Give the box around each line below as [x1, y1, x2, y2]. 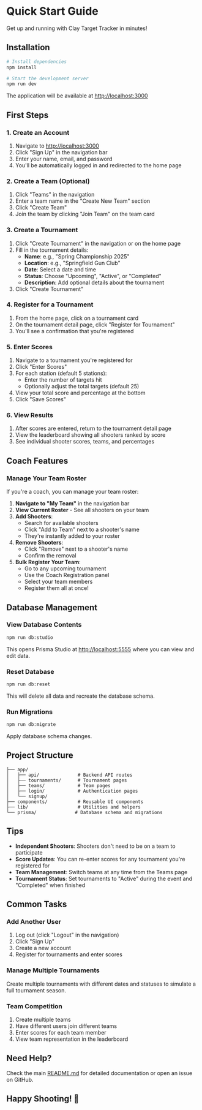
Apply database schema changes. [6, 733, 92, 740]
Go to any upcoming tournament [24, 565, 107, 572]
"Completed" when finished [15, 881, 86, 889]
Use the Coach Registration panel [24, 572, 110, 579]
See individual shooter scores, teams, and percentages [15, 438, 155, 445]
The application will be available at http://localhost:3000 [6, 92, 148, 99]
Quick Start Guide [6, 4, 99, 18]
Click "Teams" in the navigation [15, 191, 95, 198]
